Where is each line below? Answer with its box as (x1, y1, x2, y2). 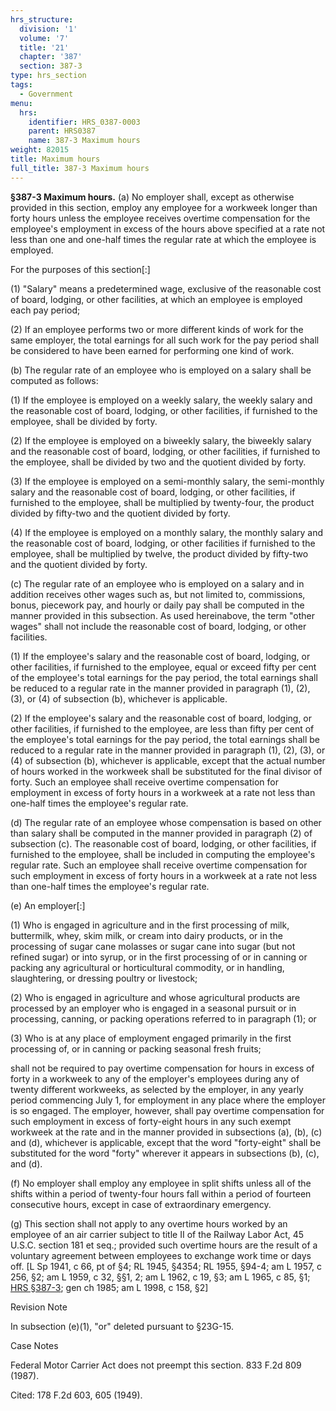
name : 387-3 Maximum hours (28, 136, 141, 146)
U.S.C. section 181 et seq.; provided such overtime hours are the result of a (10, 1239, 318, 1251)
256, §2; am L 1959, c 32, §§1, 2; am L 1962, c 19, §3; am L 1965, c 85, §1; (10, 1271, 311, 1283)
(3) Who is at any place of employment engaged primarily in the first (10, 1032, 292, 1044)
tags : (10, 80, 33, 90)
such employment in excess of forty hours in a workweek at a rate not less (10, 869, 318, 881)
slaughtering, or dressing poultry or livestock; (10, 972, 198, 984)
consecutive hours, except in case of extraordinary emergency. (10, 1198, 272, 1210)
